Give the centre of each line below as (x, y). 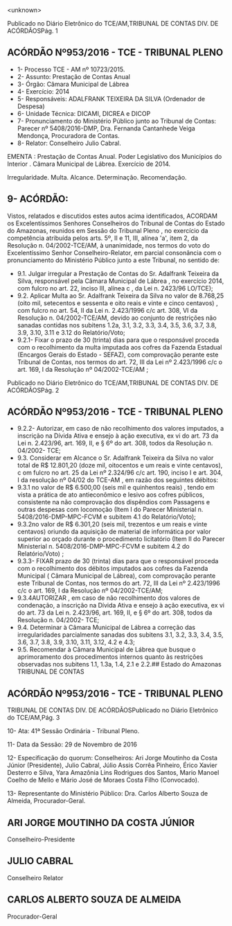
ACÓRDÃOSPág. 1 (33, 31)
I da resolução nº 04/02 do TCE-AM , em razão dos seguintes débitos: (118, 480)
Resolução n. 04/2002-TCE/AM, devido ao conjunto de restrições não (117, 318)
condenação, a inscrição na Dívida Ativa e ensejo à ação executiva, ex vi (121, 606)
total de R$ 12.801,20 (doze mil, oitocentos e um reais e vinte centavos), (120, 465)
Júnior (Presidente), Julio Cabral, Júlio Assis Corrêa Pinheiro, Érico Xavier (112, 765)
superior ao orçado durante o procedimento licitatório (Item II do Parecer (121, 539)
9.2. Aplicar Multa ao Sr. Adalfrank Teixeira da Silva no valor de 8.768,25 (121, 295)
